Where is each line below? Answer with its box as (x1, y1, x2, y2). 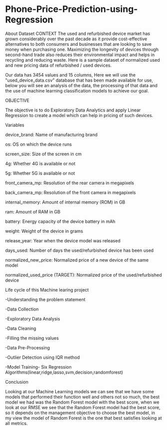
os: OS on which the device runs (5, 141, 72, 147)
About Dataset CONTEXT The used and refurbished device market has (5, 30, 151, 36)
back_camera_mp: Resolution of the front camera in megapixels (5, 189, 136, 195)
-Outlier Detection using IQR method (5, 354, 80, 360)
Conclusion (5, 379, 29, 385)
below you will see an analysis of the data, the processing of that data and (5, 82, 158, 88)
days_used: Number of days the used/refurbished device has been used (5, 247, 154, 253)
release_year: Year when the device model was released (5, 237, 121, 243)
